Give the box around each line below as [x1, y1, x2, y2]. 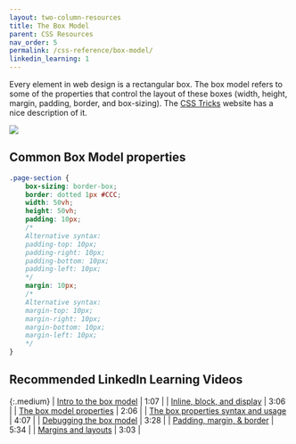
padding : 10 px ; [25, 215, 82, 224]
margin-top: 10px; [25, 306, 94, 315]
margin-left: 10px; [25, 331, 98, 340]
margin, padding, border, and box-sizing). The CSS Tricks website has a [9, 98, 274, 108]
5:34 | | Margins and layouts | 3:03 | [9, 424, 141, 435]
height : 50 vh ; [25, 207, 78, 216]
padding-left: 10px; [25, 265, 102, 274]
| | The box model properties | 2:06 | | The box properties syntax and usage [9, 405, 287, 415]
